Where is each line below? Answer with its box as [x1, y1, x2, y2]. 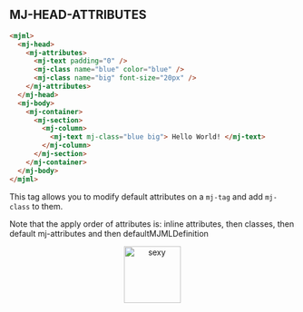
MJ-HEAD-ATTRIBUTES [9, 7, 147, 23]
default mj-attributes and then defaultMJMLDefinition [9, 228, 209, 239]
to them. [31, 200, 64, 211]
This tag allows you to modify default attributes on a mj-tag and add [9, 190, 263, 202]
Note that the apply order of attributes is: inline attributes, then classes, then [9, 218, 295, 229]
